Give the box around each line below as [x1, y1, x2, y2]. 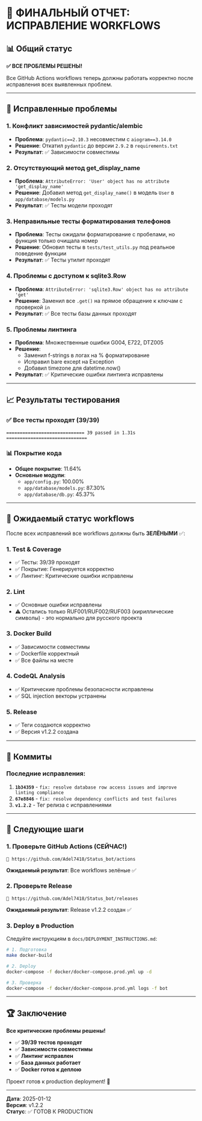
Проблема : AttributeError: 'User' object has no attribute [14, 177, 170, 185]
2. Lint [6, 587, 25, 596]
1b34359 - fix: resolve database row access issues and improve [14, 783, 177, 790]
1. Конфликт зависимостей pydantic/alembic [6, 122, 143, 130]
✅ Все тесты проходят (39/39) [6, 416, 100, 424]
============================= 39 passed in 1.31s [6, 430, 136, 436]
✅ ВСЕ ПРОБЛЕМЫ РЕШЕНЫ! [6, 63, 83, 69]
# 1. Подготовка [6, 947, 47, 953]
